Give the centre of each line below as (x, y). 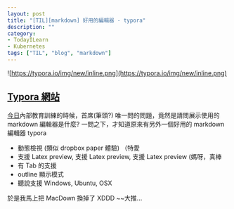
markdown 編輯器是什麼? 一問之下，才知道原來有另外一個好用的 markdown (116, 124)
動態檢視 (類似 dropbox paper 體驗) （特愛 (79, 148)
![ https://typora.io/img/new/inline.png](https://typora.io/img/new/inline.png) (117, 73)
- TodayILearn (28, 40)
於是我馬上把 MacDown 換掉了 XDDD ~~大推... (75, 198)
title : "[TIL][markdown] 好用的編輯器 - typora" (77, 20)
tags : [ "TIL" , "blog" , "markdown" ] (59, 53)
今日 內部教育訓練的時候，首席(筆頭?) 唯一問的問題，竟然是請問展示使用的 (113, 115)
